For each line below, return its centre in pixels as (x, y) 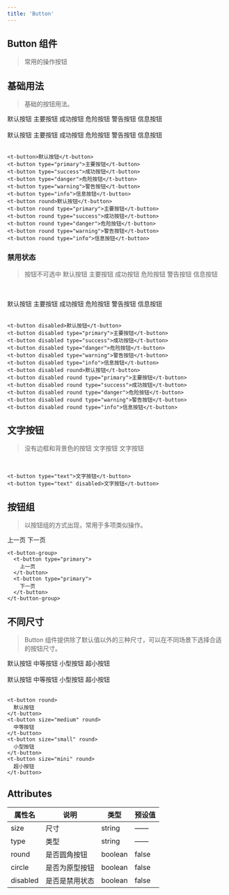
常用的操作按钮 (46, 62)
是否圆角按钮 (66, 855)
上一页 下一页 (26, 540)
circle (20, 867)
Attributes (30, 794)
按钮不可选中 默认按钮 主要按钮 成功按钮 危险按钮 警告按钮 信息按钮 (121, 274)
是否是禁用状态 (70, 880)
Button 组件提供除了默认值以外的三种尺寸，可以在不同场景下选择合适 (123, 639)
